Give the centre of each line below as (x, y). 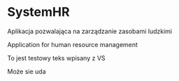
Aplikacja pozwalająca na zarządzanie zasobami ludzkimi (90, 31)
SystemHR (38, 12)
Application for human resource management (73, 44)
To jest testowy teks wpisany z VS (57, 58)
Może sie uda (27, 71)
